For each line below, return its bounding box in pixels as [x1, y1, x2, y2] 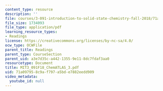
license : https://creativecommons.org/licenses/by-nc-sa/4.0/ [5, 39, 133, 43]
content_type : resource [5, 7, 53, 12]
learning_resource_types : [5, 29, 57, 34]
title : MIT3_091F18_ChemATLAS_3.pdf [5, 65, 79, 70]
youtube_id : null [9, 78, 45, 83]
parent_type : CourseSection [5, 52, 62, 57]
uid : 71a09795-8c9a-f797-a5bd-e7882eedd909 [5, 70, 95, 75]
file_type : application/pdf [5, 25, 62, 30]
